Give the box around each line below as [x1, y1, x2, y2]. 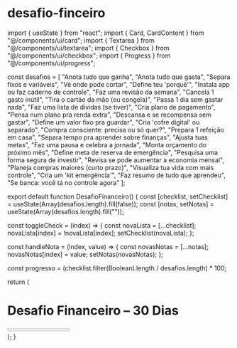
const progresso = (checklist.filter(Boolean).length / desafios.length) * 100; [7, 263, 227, 272]
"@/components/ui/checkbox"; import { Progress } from [7, 51, 171, 60]
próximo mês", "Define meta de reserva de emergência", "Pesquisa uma [7, 148, 219, 157]
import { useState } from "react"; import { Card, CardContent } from [7, 28, 204, 37]
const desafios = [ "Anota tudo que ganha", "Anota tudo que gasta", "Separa [7, 73, 231, 81]
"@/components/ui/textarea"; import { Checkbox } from [7, 43, 170, 52]
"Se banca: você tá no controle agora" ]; [7, 178, 126, 186]
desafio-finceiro [7, 5, 106, 21]
